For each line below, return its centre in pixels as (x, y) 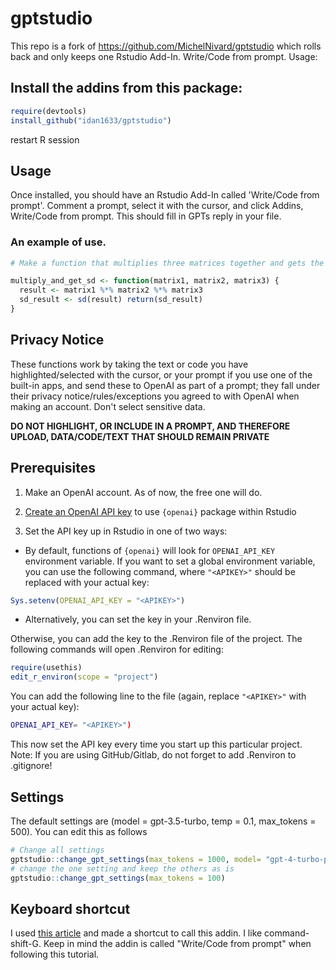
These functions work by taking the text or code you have (129, 364)
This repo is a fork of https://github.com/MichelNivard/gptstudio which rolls (166, 46)
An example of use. (58, 242)
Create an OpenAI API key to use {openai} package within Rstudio (160, 511)
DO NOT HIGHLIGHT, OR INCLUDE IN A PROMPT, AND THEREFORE (150, 426)
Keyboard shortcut (70, 908)
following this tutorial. (55, 954)
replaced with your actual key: (87, 582)
